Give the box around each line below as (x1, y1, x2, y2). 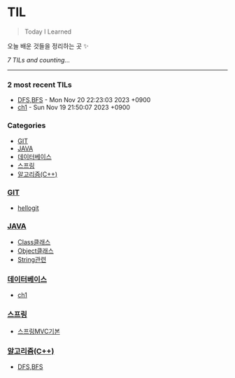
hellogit (17, 204, 39, 212)
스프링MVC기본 (17, 327, 61, 335)
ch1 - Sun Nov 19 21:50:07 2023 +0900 (17, 103, 131, 112)
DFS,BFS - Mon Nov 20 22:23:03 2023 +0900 (17, 96, 151, 104)
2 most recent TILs (7, 80, 72, 90)
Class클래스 (17, 238, 51, 246)
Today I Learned (24, 27, 72, 36)
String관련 (17, 255, 47, 264)
